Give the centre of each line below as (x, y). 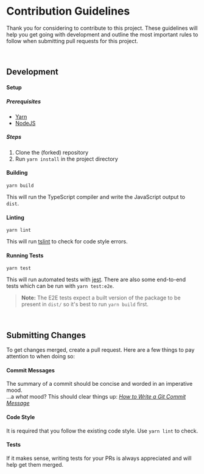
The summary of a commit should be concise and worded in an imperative (100, 384)
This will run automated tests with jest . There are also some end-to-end (96, 280)
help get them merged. (35, 464)
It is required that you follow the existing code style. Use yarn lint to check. (102, 431)
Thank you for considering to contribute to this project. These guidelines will (102, 28)
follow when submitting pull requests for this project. (72, 41)
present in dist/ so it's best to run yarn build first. (85, 304)
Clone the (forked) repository (52, 152)
